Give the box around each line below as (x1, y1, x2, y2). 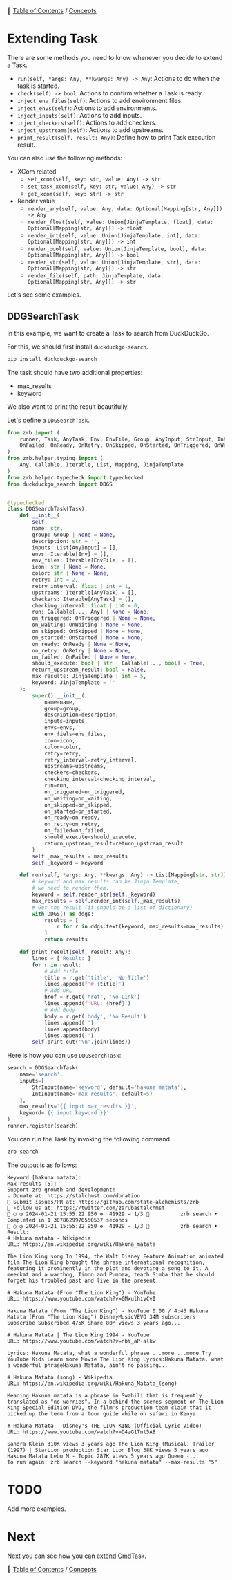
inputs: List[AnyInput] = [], (32, 544, 119, 551)
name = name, (43, 699, 76, 706)
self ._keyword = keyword (32, 859, 104, 866)
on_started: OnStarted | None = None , (32, 634, 144, 641)
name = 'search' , (19, 1071, 64, 1078)
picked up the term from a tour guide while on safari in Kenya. (7, 1410, 199, 1417)
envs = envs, (43, 724, 76, 731)
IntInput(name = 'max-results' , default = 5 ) (32, 1090, 153, 1097)
